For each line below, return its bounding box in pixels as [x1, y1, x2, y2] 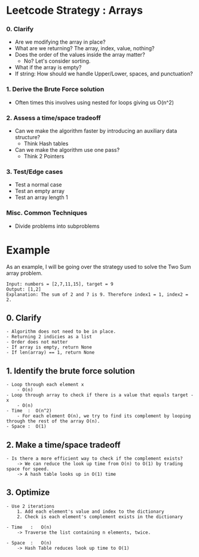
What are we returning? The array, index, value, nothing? [14, 45, 155, 52]
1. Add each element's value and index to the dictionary [17, 509, 164, 515]
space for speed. [6, 466, 50, 472]
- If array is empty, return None [6, 344, 93, 350]
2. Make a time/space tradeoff [6, 440, 121, 450]
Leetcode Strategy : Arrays [6, 4, 143, 17]
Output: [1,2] [6, 286, 42, 292]
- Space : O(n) [6, 540, 52, 546]
